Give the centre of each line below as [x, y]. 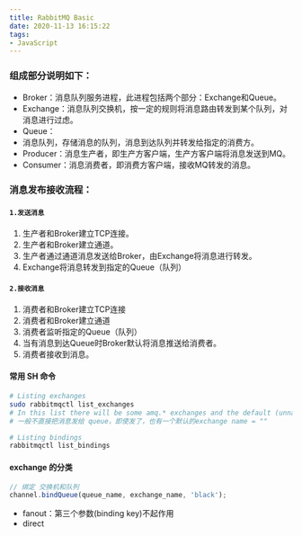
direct [33, 523]
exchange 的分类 [41, 467]
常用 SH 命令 [33, 376]
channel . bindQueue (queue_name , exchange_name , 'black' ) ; [118, 496]
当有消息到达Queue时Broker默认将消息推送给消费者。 [122, 343]
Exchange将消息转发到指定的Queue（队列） [104, 267]
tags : [19, 34]
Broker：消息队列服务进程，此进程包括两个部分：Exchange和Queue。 [151, 97]
